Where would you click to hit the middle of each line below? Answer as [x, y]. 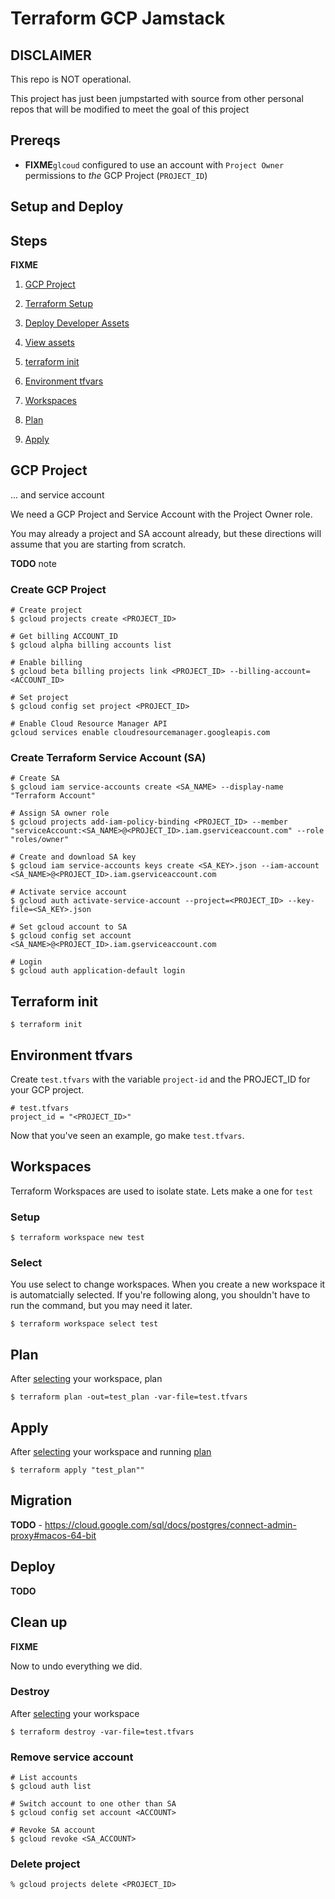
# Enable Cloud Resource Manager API [89, 724]
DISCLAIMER [51, 55]
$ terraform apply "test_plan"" [77, 1470]
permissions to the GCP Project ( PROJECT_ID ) [116, 175]
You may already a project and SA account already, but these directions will [166, 533]
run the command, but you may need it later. [101, 1306]
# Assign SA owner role [60, 813]
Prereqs [35, 140]
